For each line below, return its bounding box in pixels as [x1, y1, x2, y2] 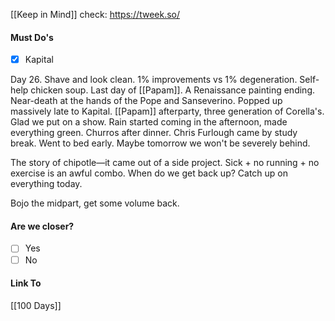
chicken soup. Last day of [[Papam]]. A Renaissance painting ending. [30, 84, 315, 96]
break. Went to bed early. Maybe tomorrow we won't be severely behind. [10, 137, 311, 149]
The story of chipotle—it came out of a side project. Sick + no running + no [10, 157, 320, 169]
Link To [10, 277, 42, 289]
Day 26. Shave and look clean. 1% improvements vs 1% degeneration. [10, 74, 298, 86]
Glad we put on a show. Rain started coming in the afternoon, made [10, 116, 288, 128]
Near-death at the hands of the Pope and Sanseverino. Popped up [10, 95, 283, 107]
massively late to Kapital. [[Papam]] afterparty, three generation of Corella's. [10, 105, 325, 118]
